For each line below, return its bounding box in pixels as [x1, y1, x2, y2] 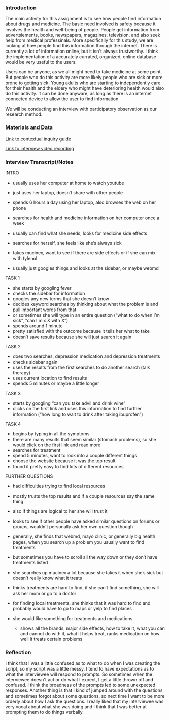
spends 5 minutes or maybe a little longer [12, 380, 99, 387]
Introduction [5, 4, 37, 11]
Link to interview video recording [5, 145, 75, 151]
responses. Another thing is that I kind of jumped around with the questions [5, 687, 163, 693]
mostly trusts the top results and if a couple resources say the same [12, 493, 155, 499]
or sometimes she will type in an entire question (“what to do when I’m [12, 312, 160, 318]
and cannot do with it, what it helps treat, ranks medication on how [20, 630, 160, 636]
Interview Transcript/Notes [5, 158, 74, 165]
